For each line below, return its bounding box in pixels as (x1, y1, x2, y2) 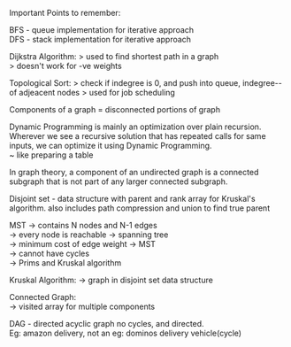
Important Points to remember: (9, 8, 121, 18)
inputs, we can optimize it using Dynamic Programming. (9, 141, 212, 150)
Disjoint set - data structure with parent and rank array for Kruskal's (9, 194, 256, 204)
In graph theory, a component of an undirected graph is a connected (9, 167, 259, 177)
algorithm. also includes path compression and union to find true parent (9, 203, 271, 213)
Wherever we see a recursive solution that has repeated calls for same (9, 131, 267, 141)
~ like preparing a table (9, 150, 94, 160)
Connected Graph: (9, 292, 77, 302)
